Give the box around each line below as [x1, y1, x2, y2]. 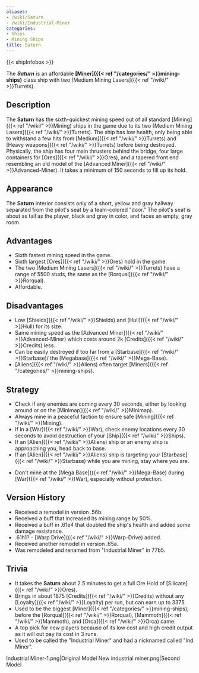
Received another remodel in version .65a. [14, 540, 119, 547]
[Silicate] [166, 579, 188, 586]
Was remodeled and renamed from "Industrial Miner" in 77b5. [14, 547, 166, 554]
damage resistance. [14, 527, 64, 535]
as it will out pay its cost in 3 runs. [14, 630, 98, 637]
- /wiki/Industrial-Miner [6, 20, 70, 26]
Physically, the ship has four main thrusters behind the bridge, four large [6, 147, 183, 155]
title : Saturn [6, 42, 42, 48]
